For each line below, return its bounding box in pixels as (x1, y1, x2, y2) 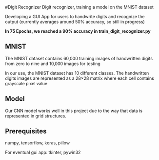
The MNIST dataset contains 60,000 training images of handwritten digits (5, 55, 153, 61)
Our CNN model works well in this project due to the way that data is (5, 108, 143, 114)
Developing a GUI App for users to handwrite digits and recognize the (5, 14, 145, 19)
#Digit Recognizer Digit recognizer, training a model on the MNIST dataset (5, 4, 154, 10)
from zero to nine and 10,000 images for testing (5, 61, 101, 67)
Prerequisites (5, 127, 47, 136)
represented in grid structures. (5, 113, 67, 119)
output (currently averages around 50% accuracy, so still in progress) (5, 19, 145, 24)
